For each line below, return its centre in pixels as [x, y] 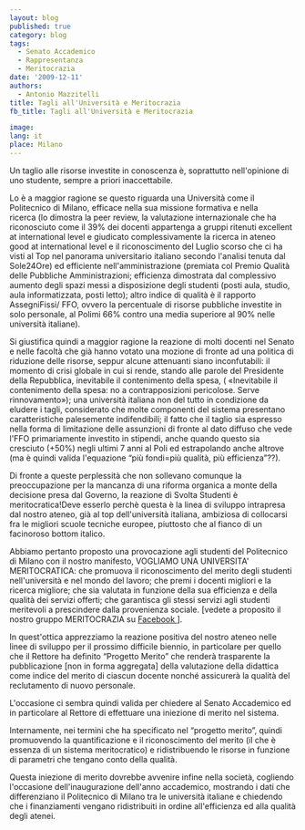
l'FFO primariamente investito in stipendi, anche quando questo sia [135, 438]
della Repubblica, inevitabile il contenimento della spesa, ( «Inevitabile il [143, 380]
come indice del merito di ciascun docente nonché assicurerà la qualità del [150, 675]
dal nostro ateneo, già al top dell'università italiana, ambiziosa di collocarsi [149, 514]
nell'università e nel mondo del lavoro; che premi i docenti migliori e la [140, 580]
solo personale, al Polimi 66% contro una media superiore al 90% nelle [142, 314]
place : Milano [36, 145]
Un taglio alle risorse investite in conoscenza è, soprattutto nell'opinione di [149, 171]
